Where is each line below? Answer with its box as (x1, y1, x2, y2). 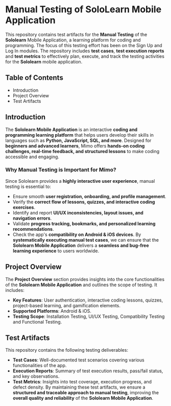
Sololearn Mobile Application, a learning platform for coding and (5, 37, 141, 43)
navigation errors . (12, 215, 52, 221)
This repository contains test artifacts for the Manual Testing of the (5, 31, 148, 37)
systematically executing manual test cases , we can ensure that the (12, 237, 159, 243)
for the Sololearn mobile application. (5, 58, 83, 65)
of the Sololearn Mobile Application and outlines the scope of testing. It (5, 282, 157, 288)
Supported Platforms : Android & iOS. (12, 308, 92, 314)
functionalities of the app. (12, 362, 67, 369)
